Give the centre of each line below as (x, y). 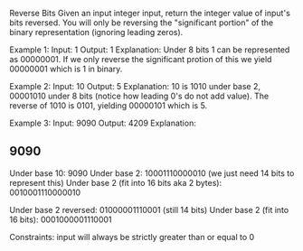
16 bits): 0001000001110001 (61, 219)
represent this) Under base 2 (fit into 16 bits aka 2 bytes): (116, 182)
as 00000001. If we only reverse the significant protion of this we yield (141, 59)
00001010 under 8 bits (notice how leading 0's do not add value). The (139, 96)
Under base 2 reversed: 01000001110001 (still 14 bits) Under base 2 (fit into (149, 209)
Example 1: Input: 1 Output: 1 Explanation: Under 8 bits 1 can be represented (150, 50)
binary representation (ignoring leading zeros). (96, 32)
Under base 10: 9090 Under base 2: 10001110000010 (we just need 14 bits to (152, 173)
